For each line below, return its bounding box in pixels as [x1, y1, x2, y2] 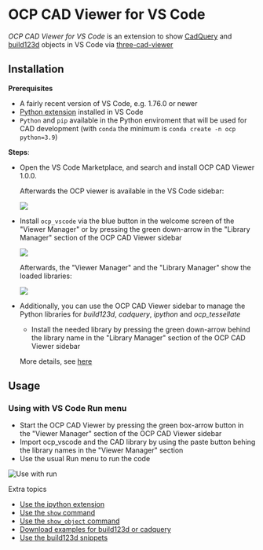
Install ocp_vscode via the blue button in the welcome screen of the [19, 216, 235, 225]
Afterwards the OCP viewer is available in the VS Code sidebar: [19, 186, 225, 196]
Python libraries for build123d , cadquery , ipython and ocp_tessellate [19, 309, 241, 319]
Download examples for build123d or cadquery [19, 525, 171, 534]
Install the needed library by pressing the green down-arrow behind [31, 324, 250, 334]
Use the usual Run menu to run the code [19, 454, 151, 464]
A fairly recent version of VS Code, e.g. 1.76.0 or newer [19, 98, 198, 108]
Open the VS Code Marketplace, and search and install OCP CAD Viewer [19, 163, 255, 172]
